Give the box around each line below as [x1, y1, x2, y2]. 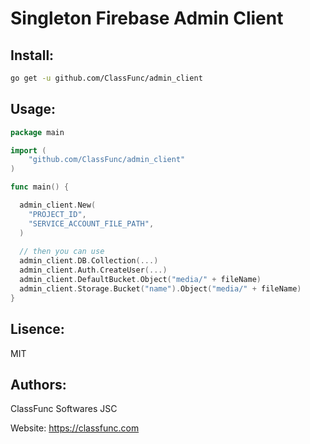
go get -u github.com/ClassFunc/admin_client [10, 73, 203, 83]
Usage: [10, 101, 57, 118]
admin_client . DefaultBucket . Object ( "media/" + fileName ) [19, 275, 262, 285]
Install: [10, 47, 55, 64]
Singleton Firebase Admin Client [10, 7, 284, 30]
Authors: [10, 376, 67, 393]
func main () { [10, 182, 70, 192]
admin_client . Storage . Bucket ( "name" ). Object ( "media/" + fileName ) [19, 283, 302, 294]
